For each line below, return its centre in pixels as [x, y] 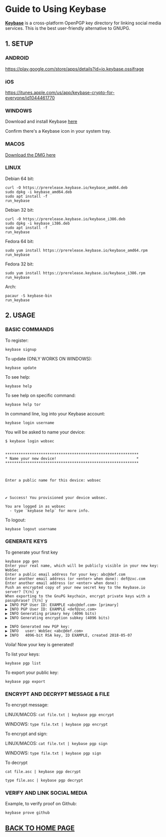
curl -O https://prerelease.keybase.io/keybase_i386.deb [65, 219]
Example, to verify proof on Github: [41, 804]
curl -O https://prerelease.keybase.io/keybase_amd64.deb [66, 187]
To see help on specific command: [41, 395]
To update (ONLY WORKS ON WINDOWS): [49, 358]
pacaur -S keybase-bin [29, 296]
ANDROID [17, 58]
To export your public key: [32, 672]
